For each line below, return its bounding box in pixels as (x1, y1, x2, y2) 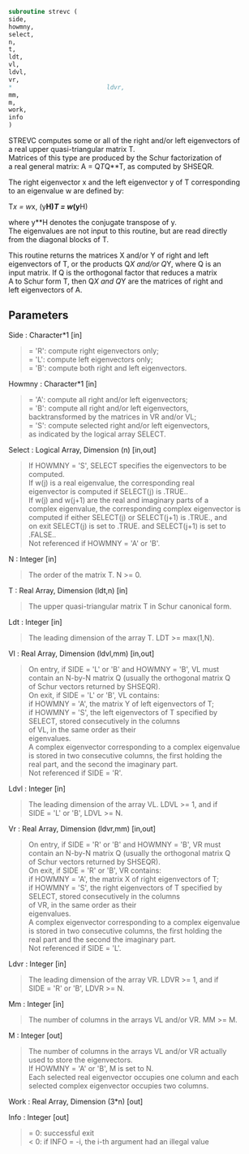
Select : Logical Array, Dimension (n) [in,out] (8, 445, 157, 454)
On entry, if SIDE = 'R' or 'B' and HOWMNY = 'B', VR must (28, 839, 221, 849)
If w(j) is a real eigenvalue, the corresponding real (28, 478, 195, 488)
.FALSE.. (28, 529, 57, 540)
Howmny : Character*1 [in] (8, 379, 97, 388)
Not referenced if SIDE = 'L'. (28, 943, 122, 952)
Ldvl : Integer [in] (8, 783, 67, 793)
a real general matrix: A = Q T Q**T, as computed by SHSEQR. (8, 162, 214, 171)
